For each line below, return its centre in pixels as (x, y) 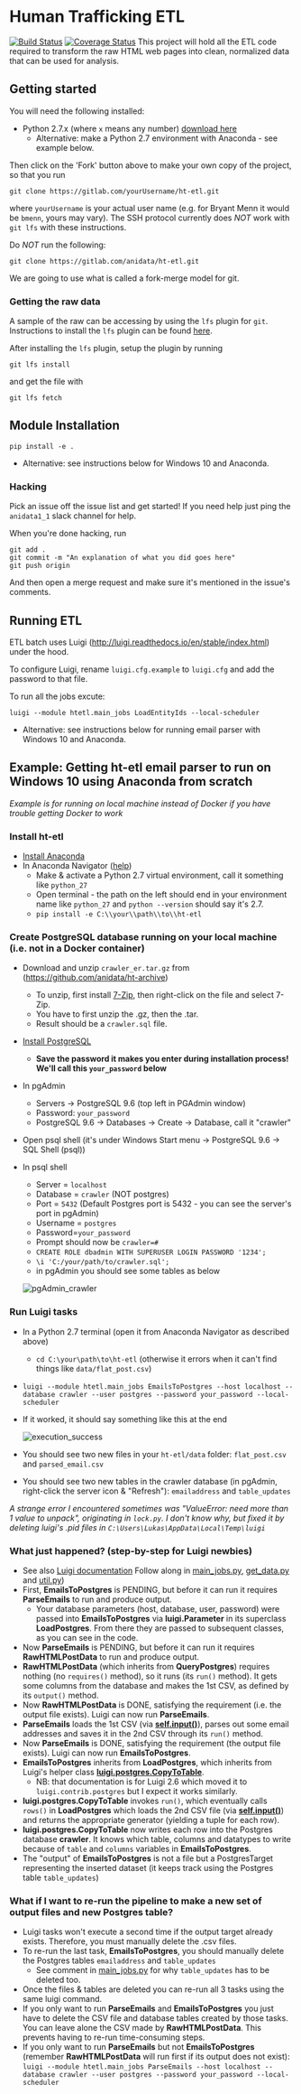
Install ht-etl (37, 836)
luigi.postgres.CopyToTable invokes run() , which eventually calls (145, 1801)
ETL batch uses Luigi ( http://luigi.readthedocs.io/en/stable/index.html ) (140, 642)
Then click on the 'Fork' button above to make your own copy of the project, (150, 165)
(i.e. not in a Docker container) (78, 948)
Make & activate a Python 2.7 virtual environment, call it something (160, 875)
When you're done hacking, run (68, 534)
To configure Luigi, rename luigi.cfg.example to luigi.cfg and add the (142, 669)
